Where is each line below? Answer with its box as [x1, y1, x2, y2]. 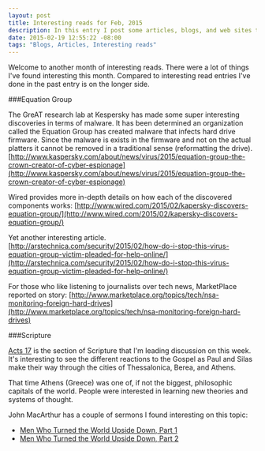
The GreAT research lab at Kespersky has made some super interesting [8, 110, 241, 119]
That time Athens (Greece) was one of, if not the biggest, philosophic [8, 378, 233, 388]
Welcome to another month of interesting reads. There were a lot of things [8, 62, 250, 72]
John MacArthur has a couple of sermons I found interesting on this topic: [8, 410, 248, 419]
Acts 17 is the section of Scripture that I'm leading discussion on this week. [8, 346, 252, 355]
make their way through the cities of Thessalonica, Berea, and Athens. [8, 363, 237, 372]
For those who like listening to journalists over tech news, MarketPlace [8, 282, 237, 291]
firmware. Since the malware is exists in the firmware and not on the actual [8, 135, 251, 145]
